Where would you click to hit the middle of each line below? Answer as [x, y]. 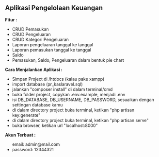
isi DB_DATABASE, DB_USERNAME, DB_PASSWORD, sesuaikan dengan [83, 100]
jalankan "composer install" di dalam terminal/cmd [62, 89]
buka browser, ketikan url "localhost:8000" [55, 125]
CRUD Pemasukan [31, 29]
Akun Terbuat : [20, 135]
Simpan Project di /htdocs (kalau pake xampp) [58, 79]
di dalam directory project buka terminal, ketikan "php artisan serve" [80, 120]
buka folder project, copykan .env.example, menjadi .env [69, 94]
